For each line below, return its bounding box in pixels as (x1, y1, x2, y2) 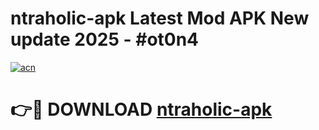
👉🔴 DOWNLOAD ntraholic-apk (10, 98, 273, 121)
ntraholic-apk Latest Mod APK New (10, 7, 310, 30)
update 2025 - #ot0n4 (10, 28, 200, 51)
